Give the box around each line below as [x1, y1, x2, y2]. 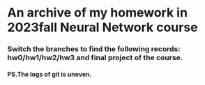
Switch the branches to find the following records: [7, 44, 181, 54]
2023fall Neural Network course [7, 19, 198, 35]
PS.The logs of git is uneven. [7, 70, 92, 78]
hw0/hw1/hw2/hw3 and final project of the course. [7, 53, 183, 63]
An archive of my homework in [7, 5, 188, 21]
